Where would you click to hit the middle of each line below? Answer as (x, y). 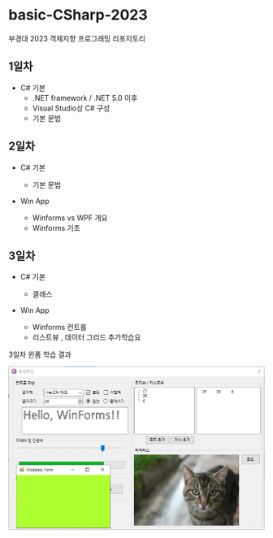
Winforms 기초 (56, 228)
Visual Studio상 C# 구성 (71, 108)
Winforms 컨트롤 (59, 328)
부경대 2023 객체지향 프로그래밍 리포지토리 (77, 38)
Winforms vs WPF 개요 (70, 218)
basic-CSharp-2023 (78, 15)
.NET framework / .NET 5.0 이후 (85, 98)
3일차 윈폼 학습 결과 (40, 354)
